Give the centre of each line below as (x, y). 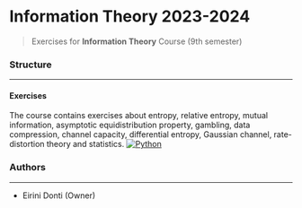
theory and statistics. (85, 144)
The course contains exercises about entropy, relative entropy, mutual (138, 116)
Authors (28, 168)
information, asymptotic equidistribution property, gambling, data (130, 125)
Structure (31, 65)
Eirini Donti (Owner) (59, 195)
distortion (27, 144)
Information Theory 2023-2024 (130, 17)
